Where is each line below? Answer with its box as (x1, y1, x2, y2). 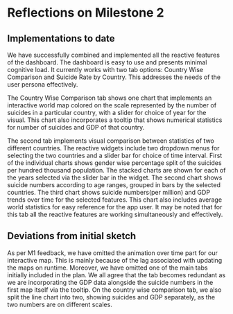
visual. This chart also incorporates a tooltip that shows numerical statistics (7, 116, 223, 124)
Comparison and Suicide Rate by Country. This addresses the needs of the (7, 73, 221, 81)
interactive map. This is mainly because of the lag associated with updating (7, 256, 223, 264)
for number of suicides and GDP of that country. (7, 123, 145, 131)
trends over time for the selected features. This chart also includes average (7, 195, 223, 204)
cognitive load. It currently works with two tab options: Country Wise (7, 66, 204, 73)
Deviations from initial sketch (7, 230, 137, 242)
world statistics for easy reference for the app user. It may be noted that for (7, 203, 223, 211)
